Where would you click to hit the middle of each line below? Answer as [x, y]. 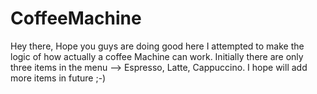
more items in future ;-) [58, 78]
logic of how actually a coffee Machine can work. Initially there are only [157, 56]
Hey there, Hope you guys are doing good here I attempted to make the [157, 46]
